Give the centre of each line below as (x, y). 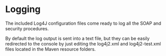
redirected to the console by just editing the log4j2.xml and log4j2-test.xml (83, 43)
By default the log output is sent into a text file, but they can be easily (77, 38)
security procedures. (27, 28)
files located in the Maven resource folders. (51, 49)
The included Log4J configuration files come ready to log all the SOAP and (83, 23)
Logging (23, 9)
